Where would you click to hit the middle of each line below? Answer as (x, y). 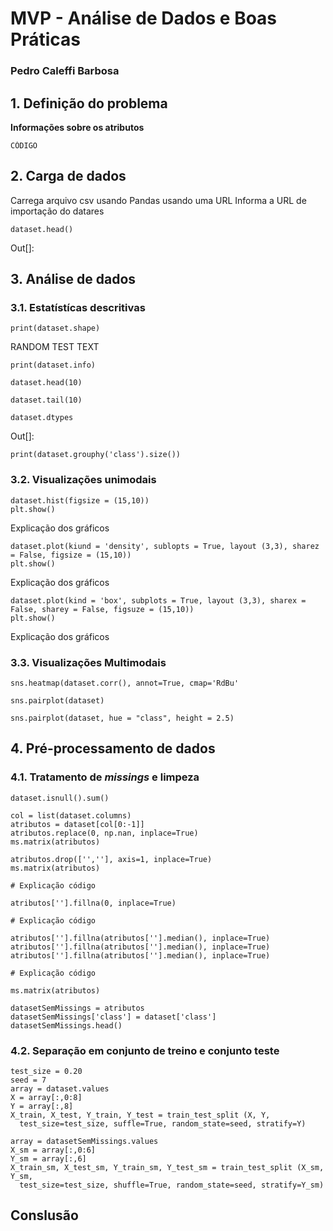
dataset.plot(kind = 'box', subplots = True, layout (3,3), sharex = (158, 600)
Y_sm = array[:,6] (48, 1159)
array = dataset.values (60, 1089)
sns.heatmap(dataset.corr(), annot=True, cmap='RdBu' (125, 683)
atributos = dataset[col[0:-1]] (77, 824)
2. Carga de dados (68, 176)
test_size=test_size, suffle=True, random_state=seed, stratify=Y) (163, 1124)
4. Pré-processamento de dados (113, 748)
